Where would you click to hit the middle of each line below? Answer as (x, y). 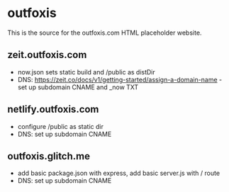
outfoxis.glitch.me (49, 156)
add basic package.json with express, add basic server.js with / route (119, 173)
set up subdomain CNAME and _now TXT (78, 87)
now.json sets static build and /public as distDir (86, 72)
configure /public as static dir (61, 126)
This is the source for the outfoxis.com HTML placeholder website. (105, 33)
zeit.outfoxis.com (47, 55)
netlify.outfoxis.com (53, 109)
